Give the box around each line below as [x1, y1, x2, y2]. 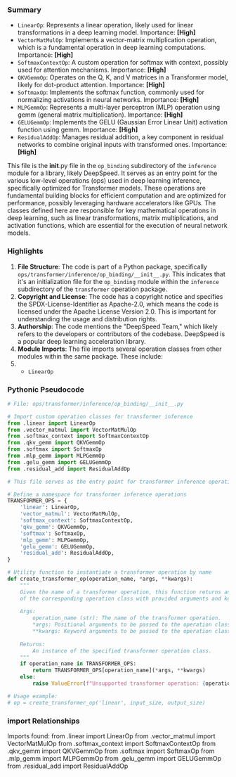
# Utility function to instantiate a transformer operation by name [7, 569, 212, 576]
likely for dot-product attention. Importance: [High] [17, 81, 165, 89]
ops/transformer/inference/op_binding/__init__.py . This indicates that [17, 269, 226, 278]
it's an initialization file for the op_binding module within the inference [17, 277, 219, 285]
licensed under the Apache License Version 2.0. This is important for [17, 307, 216, 316]
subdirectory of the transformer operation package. [17, 285, 168, 293]
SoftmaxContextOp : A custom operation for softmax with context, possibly [17, 58, 228, 67]
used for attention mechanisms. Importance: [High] [17, 65, 166, 75]
